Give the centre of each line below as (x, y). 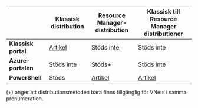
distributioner (164, 34)
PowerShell (25, 78)
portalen (21, 68)
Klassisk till (164, 12)
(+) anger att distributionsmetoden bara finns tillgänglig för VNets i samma (96, 92)
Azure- (20, 60)
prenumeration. (25, 99)
